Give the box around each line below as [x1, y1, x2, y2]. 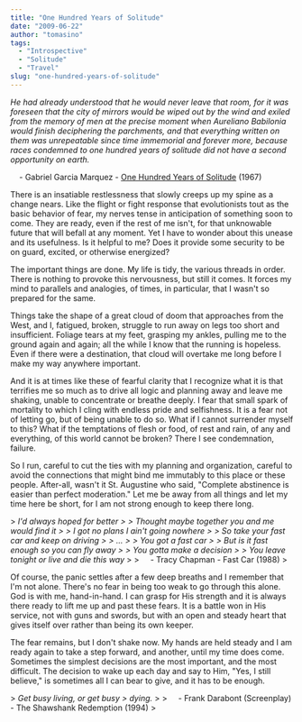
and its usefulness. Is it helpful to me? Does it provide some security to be [10, 236, 285, 248]
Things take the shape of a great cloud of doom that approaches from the [10, 310, 284, 321]
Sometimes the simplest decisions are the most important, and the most [10, 655, 278, 667]
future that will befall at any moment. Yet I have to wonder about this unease [10, 227, 294, 238]
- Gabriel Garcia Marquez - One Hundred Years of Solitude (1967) [18, 171, 262, 182]
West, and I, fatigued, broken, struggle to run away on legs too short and [10, 319, 280, 330]
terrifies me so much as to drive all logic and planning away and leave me [10, 385, 283, 396]
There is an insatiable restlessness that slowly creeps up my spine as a [10, 188, 274, 199]
